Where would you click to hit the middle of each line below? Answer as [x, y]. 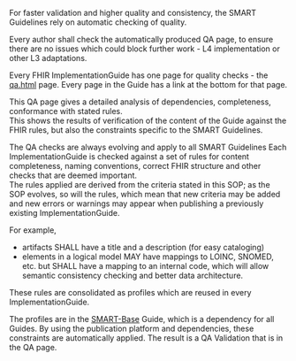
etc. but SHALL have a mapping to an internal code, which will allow [145, 266]
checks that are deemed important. [73, 175]
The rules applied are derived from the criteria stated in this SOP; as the [140, 184]
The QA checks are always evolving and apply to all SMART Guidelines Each [148, 147]
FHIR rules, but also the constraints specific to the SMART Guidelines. [136, 130]
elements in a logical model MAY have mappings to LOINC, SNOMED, [148, 257]
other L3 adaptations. [48, 58]
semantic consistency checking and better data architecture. [133, 275]
